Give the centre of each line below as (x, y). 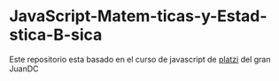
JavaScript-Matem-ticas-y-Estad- (138, 16)
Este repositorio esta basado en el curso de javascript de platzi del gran (140, 59)
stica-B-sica (56, 35)
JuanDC (24, 69)
